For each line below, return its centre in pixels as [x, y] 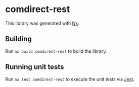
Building [18, 39]
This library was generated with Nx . [42, 23]
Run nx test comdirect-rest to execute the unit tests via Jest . [70, 79]
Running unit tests [35, 67]
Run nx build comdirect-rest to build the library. [56, 51]
